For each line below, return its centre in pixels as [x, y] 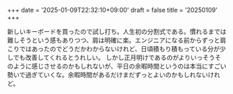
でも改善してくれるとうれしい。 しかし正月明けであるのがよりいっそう [114, 57]
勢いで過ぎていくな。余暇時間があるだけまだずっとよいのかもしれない [108, 75]
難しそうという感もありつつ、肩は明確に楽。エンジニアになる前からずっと [114, 40]
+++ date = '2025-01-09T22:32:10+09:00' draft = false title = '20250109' [112, 10]
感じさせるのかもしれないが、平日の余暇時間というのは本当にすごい [129, 66]
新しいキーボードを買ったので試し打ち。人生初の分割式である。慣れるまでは [117, 31]
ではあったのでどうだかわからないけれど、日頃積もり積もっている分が [120, 49]
